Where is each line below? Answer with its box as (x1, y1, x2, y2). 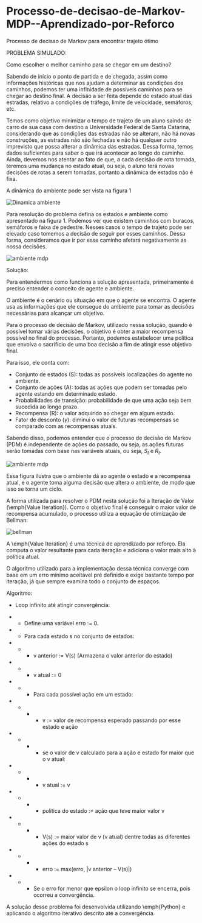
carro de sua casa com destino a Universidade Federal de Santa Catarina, (6, 123, 191, 130)
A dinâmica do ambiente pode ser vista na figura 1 (6, 187, 132, 194)
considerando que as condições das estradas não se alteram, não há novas (6, 130, 195, 137)
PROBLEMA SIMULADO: (6, 49, 67, 56)
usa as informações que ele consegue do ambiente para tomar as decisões (6, 303, 195, 310)
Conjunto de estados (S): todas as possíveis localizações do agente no (15, 370, 193, 378)
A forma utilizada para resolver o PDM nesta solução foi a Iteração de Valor (6, 497, 195, 504)
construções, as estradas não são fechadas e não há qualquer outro (6, 136, 177, 144)
